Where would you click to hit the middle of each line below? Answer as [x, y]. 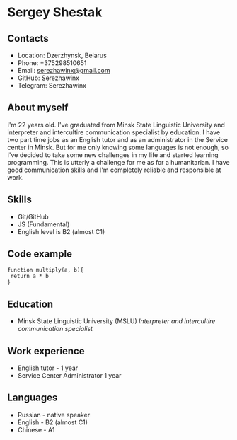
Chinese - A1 [36, 429]
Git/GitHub [33, 216]
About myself [38, 108]
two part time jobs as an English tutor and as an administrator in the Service [118, 139]
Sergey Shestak [55, 12]
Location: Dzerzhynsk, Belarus [62, 55]
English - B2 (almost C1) [53, 422]
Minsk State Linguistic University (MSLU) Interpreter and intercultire [116, 321]
